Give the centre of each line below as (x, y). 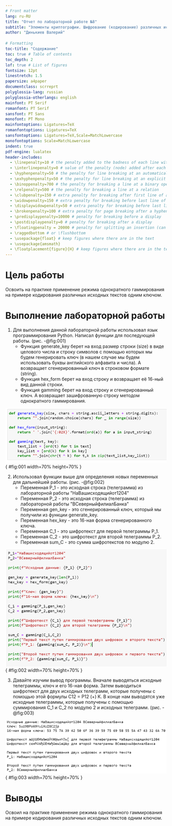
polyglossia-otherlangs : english (41, 98)
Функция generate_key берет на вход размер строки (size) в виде (92, 346)
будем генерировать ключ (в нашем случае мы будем (80, 357)
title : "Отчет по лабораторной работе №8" (51, 22)
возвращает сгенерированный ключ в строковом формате (85, 368)
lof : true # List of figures (36, 65)
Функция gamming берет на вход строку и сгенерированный (87, 390)
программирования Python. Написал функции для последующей (84, 335)
